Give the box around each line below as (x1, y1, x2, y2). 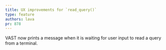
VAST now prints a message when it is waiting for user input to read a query (5, 35, 162, 41)
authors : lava (5, 16, 35, 21)
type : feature (5, 12, 35, 17)
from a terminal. (5, 40, 38, 46)
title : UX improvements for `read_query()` (5, 7, 97, 12)
